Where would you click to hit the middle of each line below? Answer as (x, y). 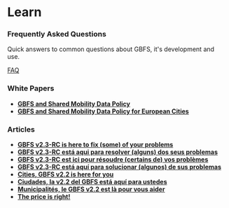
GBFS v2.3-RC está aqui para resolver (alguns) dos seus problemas (118, 152)
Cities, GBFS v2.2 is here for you (65, 174)
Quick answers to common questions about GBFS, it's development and (111, 49)
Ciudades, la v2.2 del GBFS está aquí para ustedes (92, 182)
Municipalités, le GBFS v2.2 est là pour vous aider (91, 189)
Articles (21, 129)
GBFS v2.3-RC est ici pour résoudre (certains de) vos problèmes (113, 160)
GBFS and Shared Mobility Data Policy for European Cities (103, 111)
